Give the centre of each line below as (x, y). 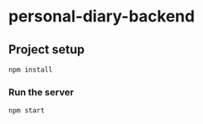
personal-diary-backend (102, 17)
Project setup (47, 50)
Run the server (41, 92)
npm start (27, 111)
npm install (30, 70)
